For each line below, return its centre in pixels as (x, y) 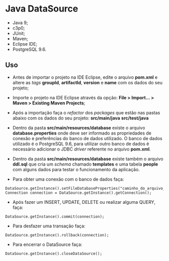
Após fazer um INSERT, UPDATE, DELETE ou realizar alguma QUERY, (84, 202)
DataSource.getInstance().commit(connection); (55, 216)
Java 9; (20, 23)
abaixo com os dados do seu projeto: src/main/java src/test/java (80, 118)
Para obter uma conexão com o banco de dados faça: (68, 179)
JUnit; (19, 33)
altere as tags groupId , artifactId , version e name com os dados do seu (87, 82)
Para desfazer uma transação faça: (49, 226)
